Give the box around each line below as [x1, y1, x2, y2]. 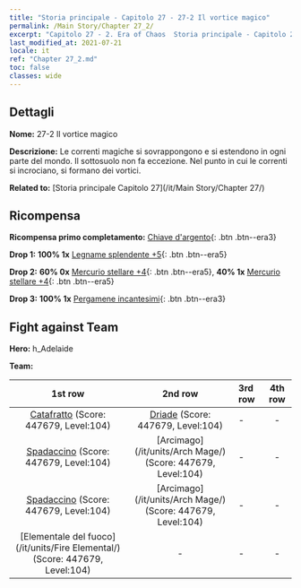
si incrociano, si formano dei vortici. [9, 165, 142, 176]
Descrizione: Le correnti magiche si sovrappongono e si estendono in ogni [9, 145, 287, 157]
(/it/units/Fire [14, 541, 71, 554]
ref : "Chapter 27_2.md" [9, 55, 99, 64]
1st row [51, 387, 85, 400]
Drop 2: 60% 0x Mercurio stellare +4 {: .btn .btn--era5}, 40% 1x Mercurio [9, 266, 280, 278]
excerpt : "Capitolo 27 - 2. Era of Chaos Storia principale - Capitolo [9, 30, 287, 39]
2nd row [162, 387, 199, 400]
